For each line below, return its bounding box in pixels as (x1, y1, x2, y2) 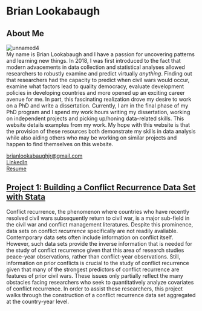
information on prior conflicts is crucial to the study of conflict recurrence (6, 259, 189, 266)
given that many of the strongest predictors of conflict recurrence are (6, 266, 180, 273)
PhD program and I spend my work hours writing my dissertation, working (6, 109, 191, 115)
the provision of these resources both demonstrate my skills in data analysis (6, 128, 196, 135)
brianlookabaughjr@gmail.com (6, 152, 83, 159)
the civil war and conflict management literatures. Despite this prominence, (6, 220, 194, 228)
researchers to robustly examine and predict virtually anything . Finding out (6, 70, 192, 77)
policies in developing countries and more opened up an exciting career (6, 89, 186, 96)
